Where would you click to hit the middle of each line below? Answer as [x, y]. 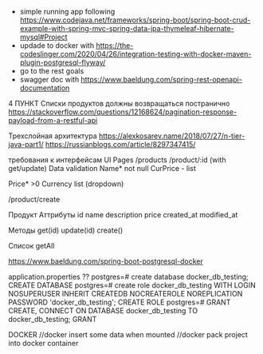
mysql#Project [43, 37]
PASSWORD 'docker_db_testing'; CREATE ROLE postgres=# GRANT [120, 302]
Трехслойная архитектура [53, 136]
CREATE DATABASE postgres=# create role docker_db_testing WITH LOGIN [132, 285]
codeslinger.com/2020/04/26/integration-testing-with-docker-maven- [135, 54]
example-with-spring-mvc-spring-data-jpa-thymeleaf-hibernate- [127, 28]
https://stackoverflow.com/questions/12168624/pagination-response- [123, 112]
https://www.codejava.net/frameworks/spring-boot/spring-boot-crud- [135, 20]
